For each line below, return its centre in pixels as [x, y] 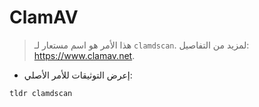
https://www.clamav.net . [84, 55]
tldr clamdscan [41, 93]
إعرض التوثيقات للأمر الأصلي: [78, 75]
